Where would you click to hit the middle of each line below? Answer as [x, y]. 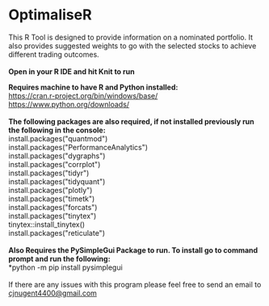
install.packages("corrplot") [55, 164]
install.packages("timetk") [52, 199]
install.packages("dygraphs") [57, 156]
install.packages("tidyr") [49, 173]
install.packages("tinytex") [53, 216]
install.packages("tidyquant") [57, 181]
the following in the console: [57, 130]
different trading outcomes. [54, 54]
